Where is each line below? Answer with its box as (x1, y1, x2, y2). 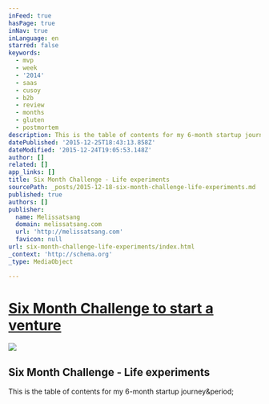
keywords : (8, 49, 42, 57)
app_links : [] (8, 168, 56, 176)
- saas (15, 79, 38, 87)
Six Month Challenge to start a (8, 299, 214, 317)
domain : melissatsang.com (15, 220, 102, 228)
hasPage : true (8, 19, 56, 27)
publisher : (8, 205, 45, 213)
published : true (8, 190, 62, 199)
